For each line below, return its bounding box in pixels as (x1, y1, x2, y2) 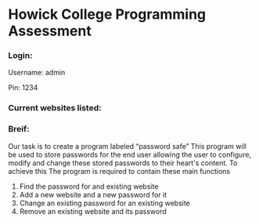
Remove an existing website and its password (19, 206, 167, 216)
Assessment (8, 22, 92, 40)
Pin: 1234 (8, 83, 38, 92)
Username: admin (8, 68, 66, 78)
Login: (8, 50, 33, 61)
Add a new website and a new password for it (19, 190, 167, 199)
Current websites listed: (8, 103, 102, 114)
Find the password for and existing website (19, 182, 159, 191)
